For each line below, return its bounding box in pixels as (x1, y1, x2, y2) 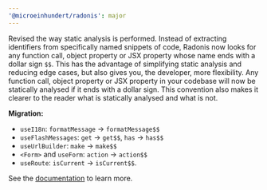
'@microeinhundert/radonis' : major (8, 11, 127, 20)
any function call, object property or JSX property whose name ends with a (8, 50, 256, 60)
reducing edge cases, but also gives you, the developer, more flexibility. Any (8, 67, 259, 77)
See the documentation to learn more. (8, 173, 133, 183)
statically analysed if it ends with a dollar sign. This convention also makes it (8, 85, 259, 94)
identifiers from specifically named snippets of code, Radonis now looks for (8, 42, 257, 52)
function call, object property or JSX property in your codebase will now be (8, 76, 257, 85)
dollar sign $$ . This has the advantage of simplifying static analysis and (8, 59, 241, 69)
